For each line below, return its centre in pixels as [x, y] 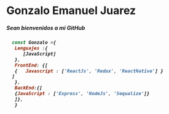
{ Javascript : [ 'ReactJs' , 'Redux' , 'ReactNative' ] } [89, 71]
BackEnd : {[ [29, 88]
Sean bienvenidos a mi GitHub [46, 27]
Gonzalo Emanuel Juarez [71, 11]
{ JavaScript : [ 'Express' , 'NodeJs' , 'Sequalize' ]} [82, 94]
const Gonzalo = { [34, 43]
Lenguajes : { [31, 48]
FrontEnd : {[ [31, 65]
